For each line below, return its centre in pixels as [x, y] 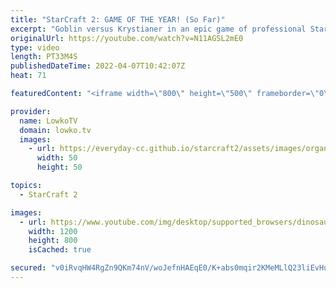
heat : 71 [28, 76]
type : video [35, 47]
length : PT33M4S [44, 57]
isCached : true [60, 250]
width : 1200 [53, 231]
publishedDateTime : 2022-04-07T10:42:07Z [98, 66]
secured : [28, 268]
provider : [31, 111]
